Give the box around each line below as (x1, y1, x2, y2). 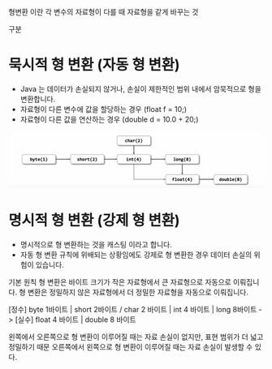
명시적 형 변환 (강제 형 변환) (8, 212, 180, 230)
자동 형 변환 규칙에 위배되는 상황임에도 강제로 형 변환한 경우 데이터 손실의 (19, 250, 253, 260)
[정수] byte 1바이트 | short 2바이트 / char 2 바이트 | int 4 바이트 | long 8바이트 (8, 305, 257, 315)
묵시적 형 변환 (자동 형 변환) (8, 56, 180, 75)
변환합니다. (19, 94, 56, 104)
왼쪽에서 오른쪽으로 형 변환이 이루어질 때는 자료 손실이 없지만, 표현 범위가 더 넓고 (8, 332, 264, 342)
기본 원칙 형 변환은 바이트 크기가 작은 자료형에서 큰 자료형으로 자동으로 (8, 277, 231, 287)
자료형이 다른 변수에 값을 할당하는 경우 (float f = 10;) (19, 104, 188, 114)
